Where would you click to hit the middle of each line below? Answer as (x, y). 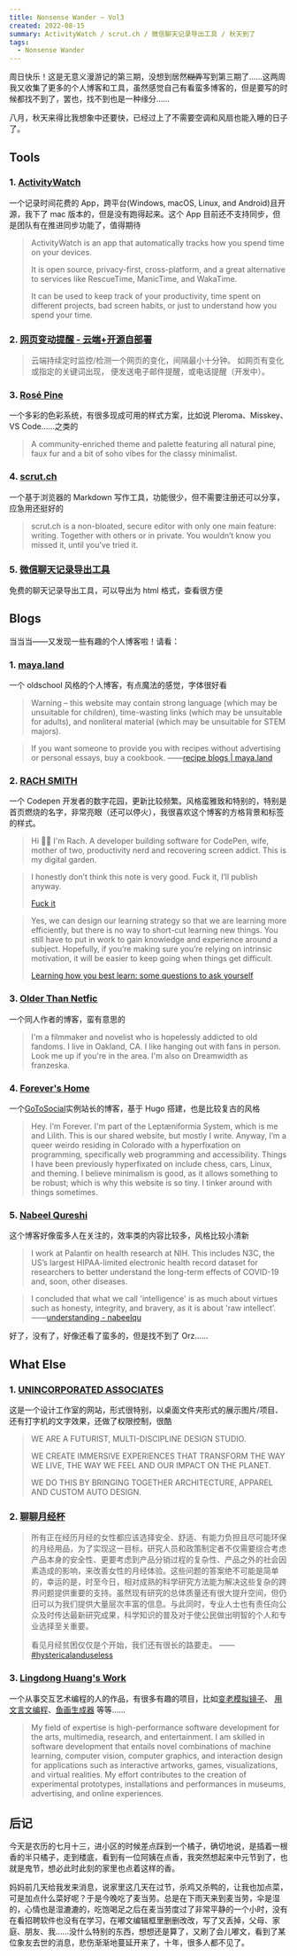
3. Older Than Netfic (53, 998)
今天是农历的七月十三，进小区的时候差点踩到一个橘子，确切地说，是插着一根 (148, 1846)
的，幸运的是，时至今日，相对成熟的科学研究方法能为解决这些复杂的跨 (159, 1582)
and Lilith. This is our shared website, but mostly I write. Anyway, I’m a (159, 1135)
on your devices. (61, 252)
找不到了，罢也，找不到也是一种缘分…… (97, 99)
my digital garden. (64, 860)
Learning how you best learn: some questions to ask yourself (142, 975)
